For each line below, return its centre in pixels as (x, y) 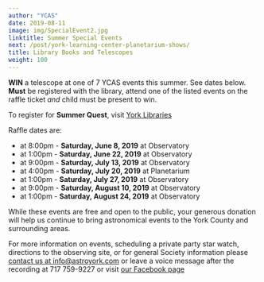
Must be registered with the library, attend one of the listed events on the (128, 91)
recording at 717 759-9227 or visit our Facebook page (97, 269)
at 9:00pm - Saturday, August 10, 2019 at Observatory (110, 187)
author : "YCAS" (33, 15)
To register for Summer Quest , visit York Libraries (90, 114)
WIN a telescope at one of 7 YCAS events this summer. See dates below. (127, 82)
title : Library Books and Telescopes (71, 52)
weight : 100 (28, 60)
